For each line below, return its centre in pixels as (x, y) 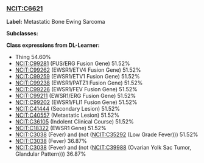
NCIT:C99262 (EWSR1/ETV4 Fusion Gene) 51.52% (78, 70)
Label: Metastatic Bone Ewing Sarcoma (56, 22)
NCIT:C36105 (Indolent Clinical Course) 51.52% (74, 122)
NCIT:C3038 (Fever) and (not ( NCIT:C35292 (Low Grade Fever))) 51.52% (107, 134)
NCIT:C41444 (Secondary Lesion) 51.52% (68, 109)
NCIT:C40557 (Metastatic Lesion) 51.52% (67, 115)
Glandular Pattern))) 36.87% (51, 154)
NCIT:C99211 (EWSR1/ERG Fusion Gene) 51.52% (75, 96)
